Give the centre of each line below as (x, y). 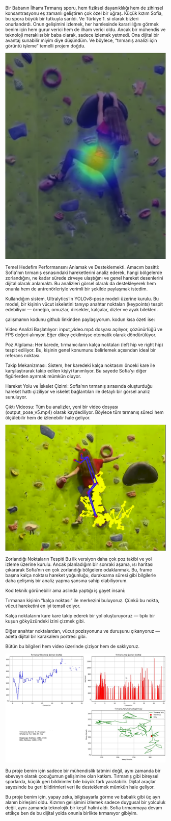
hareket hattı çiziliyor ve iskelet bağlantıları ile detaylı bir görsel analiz (78, 392)
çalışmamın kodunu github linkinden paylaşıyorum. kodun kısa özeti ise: (80, 319)
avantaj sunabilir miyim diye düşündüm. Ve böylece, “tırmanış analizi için (81, 40)
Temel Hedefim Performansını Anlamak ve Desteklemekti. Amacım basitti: (82, 267)
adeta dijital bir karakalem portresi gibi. (46, 637)
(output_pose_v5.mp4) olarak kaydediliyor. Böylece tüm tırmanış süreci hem (84, 412)
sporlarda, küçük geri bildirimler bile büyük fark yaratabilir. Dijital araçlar (81, 782)
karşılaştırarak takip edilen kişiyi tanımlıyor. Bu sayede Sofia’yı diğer (76, 371)
